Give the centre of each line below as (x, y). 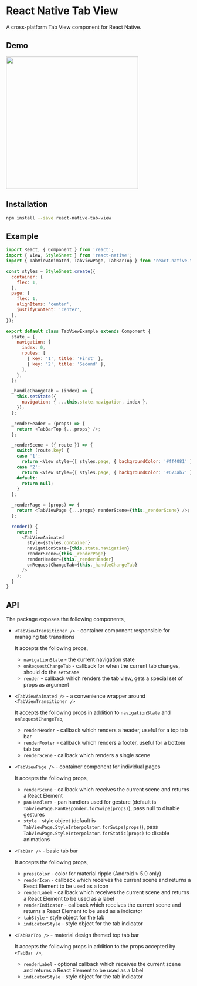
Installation (27, 204)
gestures (34, 815)
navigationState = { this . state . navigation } (79, 548)
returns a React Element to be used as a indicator (83, 911)
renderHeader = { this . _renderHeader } (71, 559)
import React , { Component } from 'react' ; (60, 250)
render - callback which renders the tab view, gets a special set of (103, 678)
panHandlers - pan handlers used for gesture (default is (90, 802)
